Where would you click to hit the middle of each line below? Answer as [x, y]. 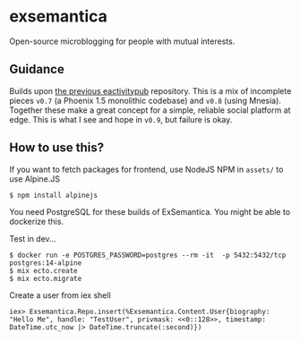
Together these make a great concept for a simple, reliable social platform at [150, 110]
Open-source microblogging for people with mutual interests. [122, 41]
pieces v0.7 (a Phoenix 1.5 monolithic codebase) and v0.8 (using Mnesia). [146, 100]
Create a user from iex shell [60, 295]
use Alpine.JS [35, 179]
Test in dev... [33, 238]
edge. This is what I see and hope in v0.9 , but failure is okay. [121, 119]
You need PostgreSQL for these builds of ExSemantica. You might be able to [150, 211]
